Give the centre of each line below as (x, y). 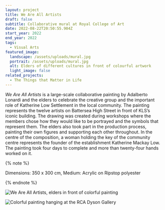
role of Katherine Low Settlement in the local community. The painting (77, 105)
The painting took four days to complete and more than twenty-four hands (82, 148)
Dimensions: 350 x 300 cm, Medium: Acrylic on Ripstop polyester (73, 173)
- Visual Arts (24, 47)
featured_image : (22, 52)
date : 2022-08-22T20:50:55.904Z (39, 29)
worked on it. (19, 153)
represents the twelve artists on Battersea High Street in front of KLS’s (78, 110)
